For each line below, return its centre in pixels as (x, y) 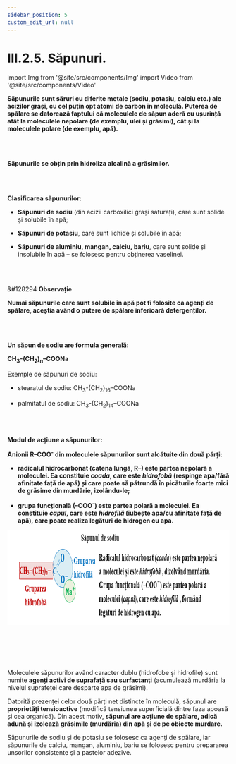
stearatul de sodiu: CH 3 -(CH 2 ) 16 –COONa (76, 389)
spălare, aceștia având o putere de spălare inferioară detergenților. (107, 310)
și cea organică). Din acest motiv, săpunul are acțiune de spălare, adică (112, 717)
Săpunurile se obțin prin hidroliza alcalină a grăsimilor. (89, 164)
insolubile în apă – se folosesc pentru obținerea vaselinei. (101, 255)
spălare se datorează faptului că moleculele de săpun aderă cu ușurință (114, 114)
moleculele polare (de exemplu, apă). (63, 129)
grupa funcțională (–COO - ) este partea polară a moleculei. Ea (108, 505)
